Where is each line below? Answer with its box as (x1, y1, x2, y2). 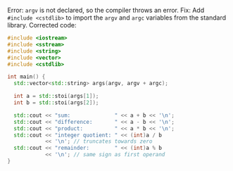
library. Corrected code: (7, 21, 77, 29)
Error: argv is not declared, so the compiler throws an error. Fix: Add (7, 6, 205, 14)
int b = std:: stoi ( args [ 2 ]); (13, 99, 99, 106)
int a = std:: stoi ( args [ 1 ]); (13, 93, 99, 100)
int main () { (7, 73, 46, 80)
